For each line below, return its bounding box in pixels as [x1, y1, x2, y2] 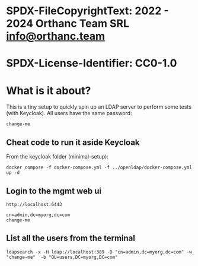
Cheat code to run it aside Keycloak [6, 137, 140, 147]
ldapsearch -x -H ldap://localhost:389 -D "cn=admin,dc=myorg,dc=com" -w [6, 249, 193, 255]
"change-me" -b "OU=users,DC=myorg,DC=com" [6, 254, 118, 260]
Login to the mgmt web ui [6, 186, 102, 196]
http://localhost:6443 [6, 201, 62, 207]
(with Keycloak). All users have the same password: [6, 110, 132, 117]
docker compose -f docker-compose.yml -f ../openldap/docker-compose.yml [6, 164, 193, 170]
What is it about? [6, 84, 91, 97]
